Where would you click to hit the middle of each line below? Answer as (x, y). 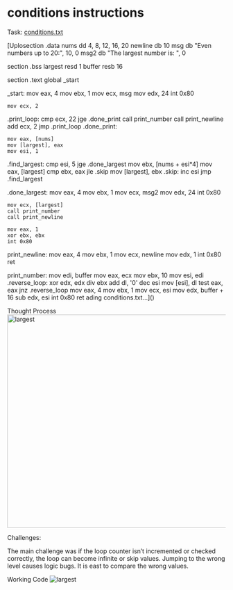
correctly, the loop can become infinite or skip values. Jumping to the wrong (116, 558)
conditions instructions (76, 13)
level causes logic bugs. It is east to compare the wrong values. (98, 566)
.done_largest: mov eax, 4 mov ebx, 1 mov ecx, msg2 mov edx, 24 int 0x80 (114, 192)
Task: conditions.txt (35, 32)
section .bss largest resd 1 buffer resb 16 (65, 66)
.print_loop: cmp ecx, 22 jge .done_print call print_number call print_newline (115, 119)
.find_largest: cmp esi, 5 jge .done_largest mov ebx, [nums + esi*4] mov (110, 164)
